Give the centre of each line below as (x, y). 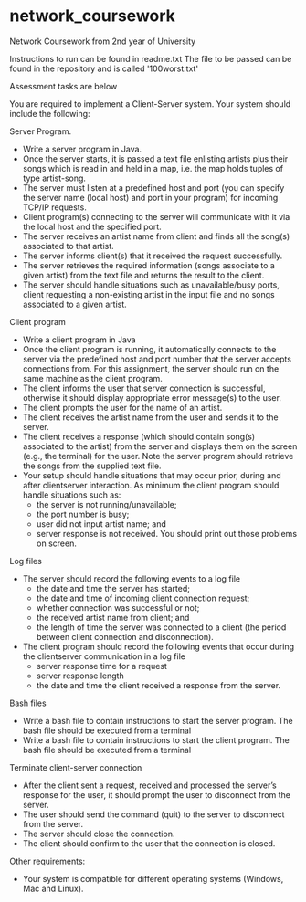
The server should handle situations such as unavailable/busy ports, (151, 285)
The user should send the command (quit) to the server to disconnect (153, 814)
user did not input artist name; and (101, 524)
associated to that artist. (68, 246)
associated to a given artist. (75, 304)
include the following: (50, 113)
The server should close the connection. (99, 834)
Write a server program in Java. (82, 149)
